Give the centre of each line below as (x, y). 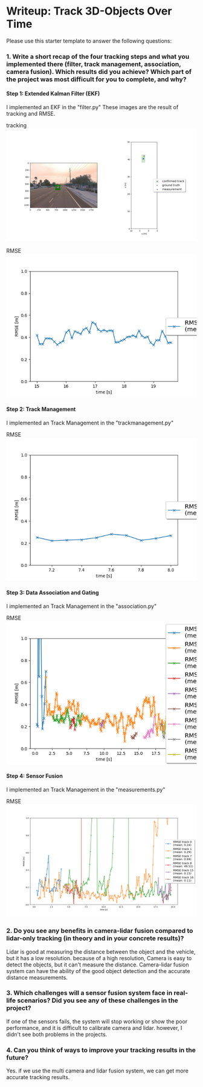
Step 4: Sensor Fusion (35, 776)
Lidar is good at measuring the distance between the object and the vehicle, (101, 952)
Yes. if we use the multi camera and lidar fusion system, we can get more (98, 1071)
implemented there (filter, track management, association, (94, 64)
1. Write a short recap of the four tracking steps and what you (98, 56)
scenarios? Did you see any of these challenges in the (98, 1000)
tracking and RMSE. (31, 114)
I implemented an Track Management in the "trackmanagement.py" (90, 423)
